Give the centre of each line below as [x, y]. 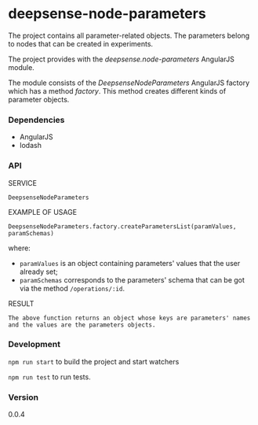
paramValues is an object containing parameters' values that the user [130, 263]
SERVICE [23, 183]
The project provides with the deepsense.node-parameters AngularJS [122, 59]
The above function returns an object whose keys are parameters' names [129, 318]
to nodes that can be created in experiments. [81, 43]
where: [20, 248]
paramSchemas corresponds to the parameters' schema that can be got [132, 279]
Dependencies [36, 120]
